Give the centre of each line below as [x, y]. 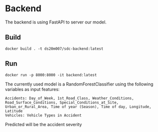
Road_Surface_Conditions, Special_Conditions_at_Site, [62, 102]
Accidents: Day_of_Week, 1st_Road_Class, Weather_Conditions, [69, 98]
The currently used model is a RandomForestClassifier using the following [79, 84]
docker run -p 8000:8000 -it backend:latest [51, 75]
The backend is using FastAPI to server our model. [56, 22]
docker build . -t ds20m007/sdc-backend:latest [54, 49]
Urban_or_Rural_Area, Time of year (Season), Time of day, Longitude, [78, 107]
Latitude [14, 111]
